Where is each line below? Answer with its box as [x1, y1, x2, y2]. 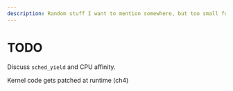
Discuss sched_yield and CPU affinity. [7, 63, 116, 71]
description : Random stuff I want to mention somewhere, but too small [7, 10, 218, 17]
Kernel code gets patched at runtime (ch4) [7, 76, 129, 84]
